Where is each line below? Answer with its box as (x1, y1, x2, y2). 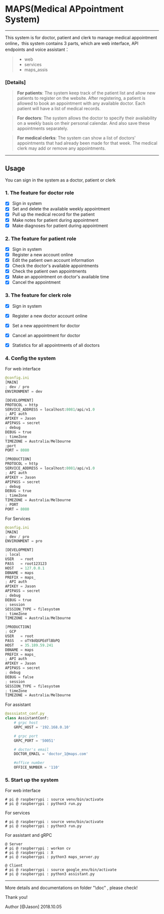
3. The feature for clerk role (5, 292, 72, 299)
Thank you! (5, 894, 28, 900)
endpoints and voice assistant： (5, 46, 70, 52)
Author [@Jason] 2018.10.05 (5, 904, 62, 910)
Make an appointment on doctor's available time (12, 274, 109, 280)
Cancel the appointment (12, 279, 61, 285)
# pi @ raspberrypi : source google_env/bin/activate (5, 868, 117, 872)
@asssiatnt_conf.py (5, 711, 45, 716)
